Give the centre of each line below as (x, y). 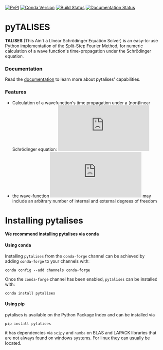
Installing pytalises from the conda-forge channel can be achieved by (75, 256)
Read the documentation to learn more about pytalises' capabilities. (73, 79)
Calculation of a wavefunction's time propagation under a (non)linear (81, 103)
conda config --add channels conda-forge (48, 270)
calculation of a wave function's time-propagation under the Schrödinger (78, 51)
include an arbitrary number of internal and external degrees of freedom (84, 201)
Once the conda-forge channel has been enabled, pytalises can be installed (81, 279)
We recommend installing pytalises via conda (52, 234)
